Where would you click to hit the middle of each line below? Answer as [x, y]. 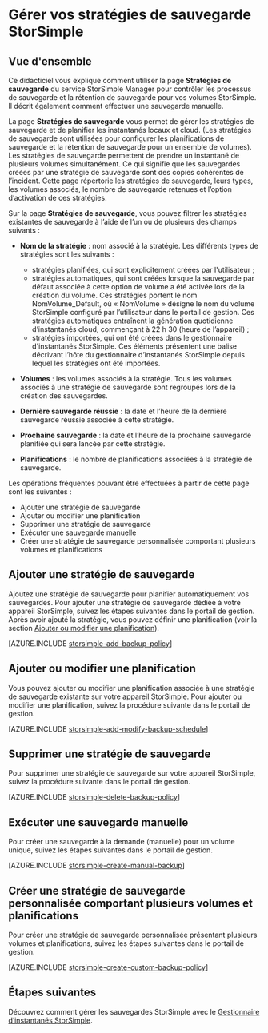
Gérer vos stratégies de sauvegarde [130, 15]
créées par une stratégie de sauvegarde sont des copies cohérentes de [126, 172]
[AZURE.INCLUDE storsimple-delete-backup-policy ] [94, 797]
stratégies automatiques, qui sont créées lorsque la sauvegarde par [143, 278]
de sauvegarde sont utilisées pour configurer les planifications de [116, 138]
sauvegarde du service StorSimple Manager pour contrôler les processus [130, 89]
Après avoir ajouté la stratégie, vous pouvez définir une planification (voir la [133, 619]
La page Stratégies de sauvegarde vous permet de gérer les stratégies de [131, 121]
